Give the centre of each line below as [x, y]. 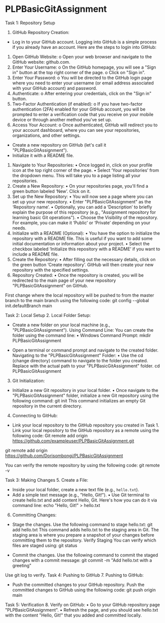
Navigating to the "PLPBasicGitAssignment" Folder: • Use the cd [78, 355]
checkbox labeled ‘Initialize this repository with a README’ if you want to [86, 249]
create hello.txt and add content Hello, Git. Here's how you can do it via [85, 500]
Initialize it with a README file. [43, 155]
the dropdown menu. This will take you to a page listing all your [76, 175]
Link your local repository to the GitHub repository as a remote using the [85, 430]
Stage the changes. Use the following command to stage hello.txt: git [82, 524]
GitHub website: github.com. [41, 62]
